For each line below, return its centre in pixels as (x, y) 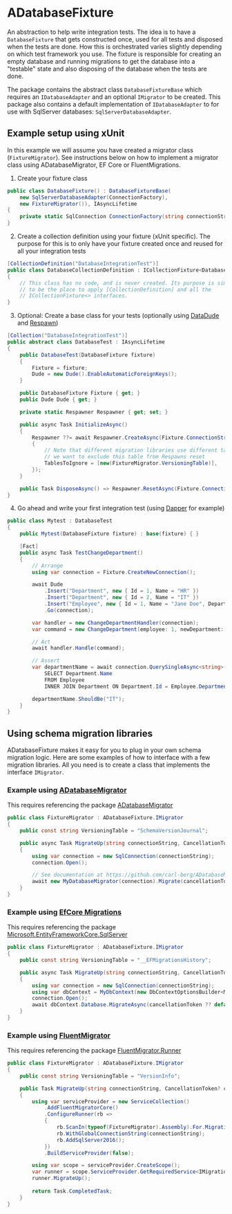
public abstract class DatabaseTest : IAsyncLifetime (86, 342)
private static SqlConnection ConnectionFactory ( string (102, 217)
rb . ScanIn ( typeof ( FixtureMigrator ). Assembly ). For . (131, 1127)
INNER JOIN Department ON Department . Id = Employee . (121, 686)
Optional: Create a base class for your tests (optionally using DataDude (118, 316)
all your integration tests (51, 251)
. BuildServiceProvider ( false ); (89, 1153)
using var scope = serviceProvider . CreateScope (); (106, 1166)
